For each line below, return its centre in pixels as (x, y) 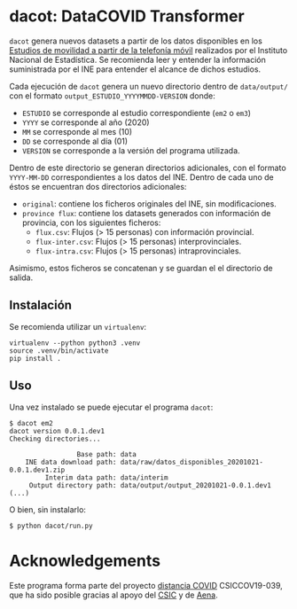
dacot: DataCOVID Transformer (127, 16)
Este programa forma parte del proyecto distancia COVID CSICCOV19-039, (146, 585)
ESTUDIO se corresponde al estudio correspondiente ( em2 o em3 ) (136, 113)
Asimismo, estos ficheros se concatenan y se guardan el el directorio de (141, 268)
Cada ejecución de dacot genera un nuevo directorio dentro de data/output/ (148, 86)
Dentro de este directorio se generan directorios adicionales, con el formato (148, 168)
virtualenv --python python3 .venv (75, 343)
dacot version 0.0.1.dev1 (57, 431)
